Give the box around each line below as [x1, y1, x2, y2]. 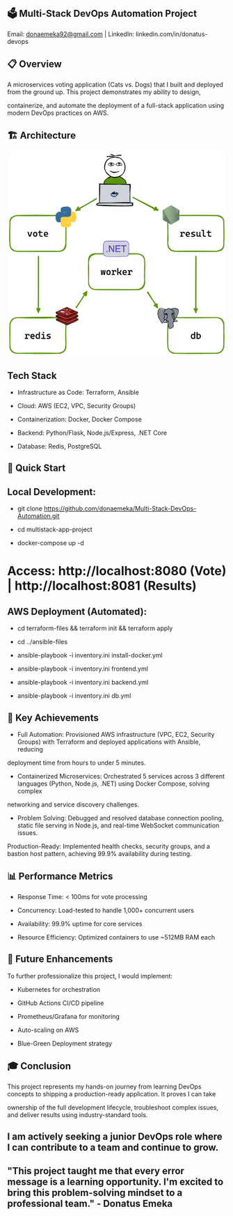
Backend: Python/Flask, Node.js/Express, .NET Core [17, 429, 168, 437]
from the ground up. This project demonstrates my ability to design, [7, 88, 201, 96]
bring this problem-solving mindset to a [7, 1187, 183, 1199]
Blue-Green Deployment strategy [17, 1039, 113, 1047]
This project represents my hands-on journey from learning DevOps [7, 1082, 202, 1091]
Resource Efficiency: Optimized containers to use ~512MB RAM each [17, 933, 216, 941]
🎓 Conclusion [7, 1060, 72, 1073]
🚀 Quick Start [7, 462, 66, 474]
